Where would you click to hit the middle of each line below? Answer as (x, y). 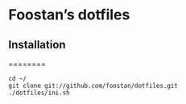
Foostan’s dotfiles (69, 15)
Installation (37, 45)
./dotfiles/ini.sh (39, 93)
